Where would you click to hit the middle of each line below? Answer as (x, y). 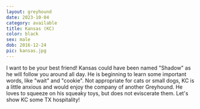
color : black (22, 34)
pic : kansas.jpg (26, 51)
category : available (32, 23)
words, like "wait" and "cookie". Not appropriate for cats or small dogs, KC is (100, 80)
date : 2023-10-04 (28, 17)
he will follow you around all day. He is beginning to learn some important (96, 74)
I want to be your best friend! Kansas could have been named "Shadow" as (99, 68)
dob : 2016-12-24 (26, 46)
